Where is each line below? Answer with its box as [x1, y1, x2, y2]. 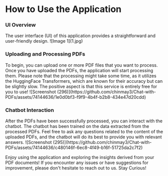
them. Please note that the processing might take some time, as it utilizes [5, 73, 157, 79]
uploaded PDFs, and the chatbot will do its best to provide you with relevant [5, 134, 162, 140]
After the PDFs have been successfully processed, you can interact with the [5, 118, 162, 124]
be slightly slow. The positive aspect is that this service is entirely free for [5, 83, 157, 89]
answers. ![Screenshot [5, 139, 52, 145]
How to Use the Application [5, 4, 122, 15]
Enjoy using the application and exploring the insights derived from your [5, 154, 154, 160]
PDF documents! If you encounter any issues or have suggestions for [5, 159, 148, 166]
